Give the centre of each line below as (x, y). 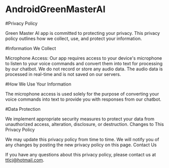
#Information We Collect (31, 48)
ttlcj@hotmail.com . (25, 160)
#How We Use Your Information (38, 84)
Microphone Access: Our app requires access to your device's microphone (84, 58)
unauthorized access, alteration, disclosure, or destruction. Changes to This (84, 124)
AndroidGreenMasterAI (55, 9)
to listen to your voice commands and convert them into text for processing (84, 63)
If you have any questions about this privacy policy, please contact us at (81, 154)
